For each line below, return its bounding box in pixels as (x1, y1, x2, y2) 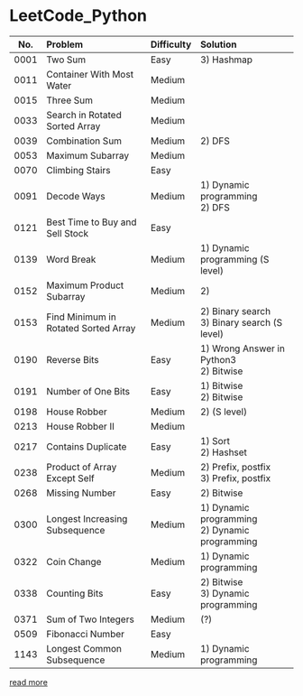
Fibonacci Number (46, 627, 124, 640)
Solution (199, 38, 237, 51)
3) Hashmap (199, 53, 253, 66)
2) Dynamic (199, 524, 250, 536)
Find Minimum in (46, 311, 117, 323)
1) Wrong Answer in (199, 342, 286, 355)
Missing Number (46, 487, 116, 499)
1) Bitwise (199, 379, 243, 392)
